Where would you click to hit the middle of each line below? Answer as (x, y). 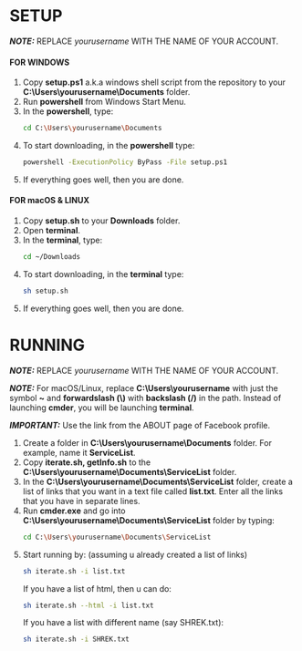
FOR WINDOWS (40, 62)
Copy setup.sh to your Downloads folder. (101, 221)
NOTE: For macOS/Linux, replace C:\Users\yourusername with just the (144, 387)
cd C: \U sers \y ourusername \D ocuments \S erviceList (117, 537)
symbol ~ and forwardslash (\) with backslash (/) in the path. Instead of (146, 398)
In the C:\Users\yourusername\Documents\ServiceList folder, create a (158, 481)
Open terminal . (51, 231)
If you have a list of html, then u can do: (97, 588)
